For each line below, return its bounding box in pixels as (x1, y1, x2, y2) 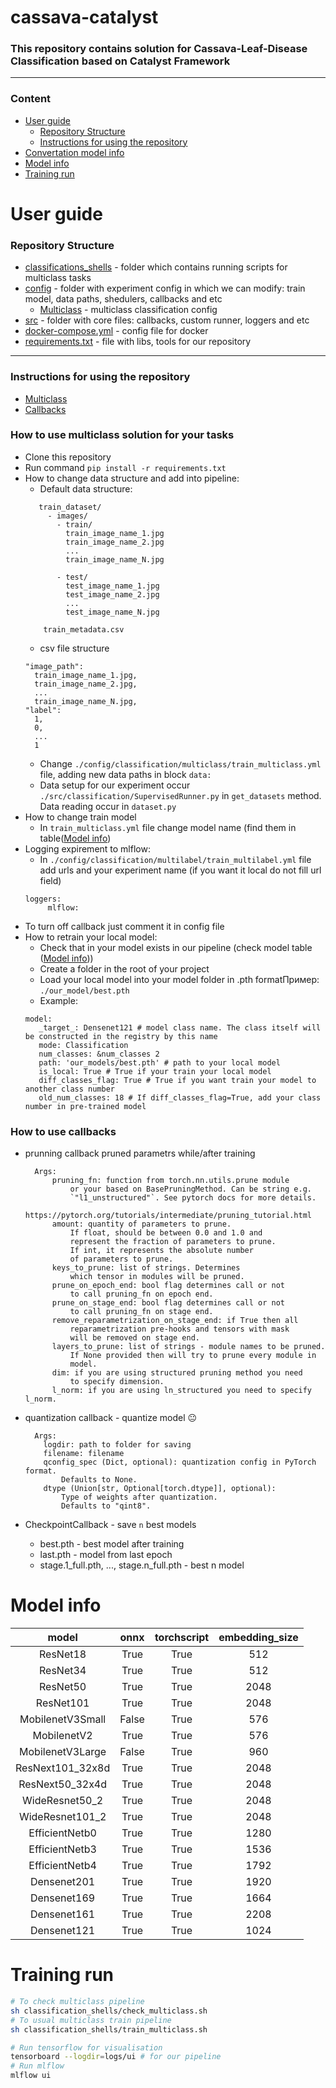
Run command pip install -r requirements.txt (24, 461, 227, 473)
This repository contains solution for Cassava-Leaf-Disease (10, 42, 308, 56)
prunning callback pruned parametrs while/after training (24, 1147, 256, 1160)
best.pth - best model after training (39, 1538, 185, 1550)
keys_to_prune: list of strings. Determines (51, 1263, 241, 1273)
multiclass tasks (24, 272, 92, 284)
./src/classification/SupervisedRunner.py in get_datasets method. (39, 789, 322, 801)
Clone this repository (24, 451, 112, 463)
